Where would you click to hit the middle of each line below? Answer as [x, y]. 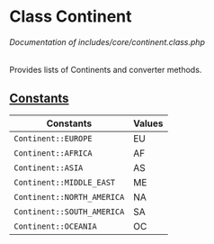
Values [148, 123]
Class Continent [71, 17]
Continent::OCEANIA [55, 226]
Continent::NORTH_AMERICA [69, 197]
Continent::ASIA [49, 168]
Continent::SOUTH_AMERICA [69, 212]
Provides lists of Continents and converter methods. [106, 70]
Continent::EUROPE [53, 139]
